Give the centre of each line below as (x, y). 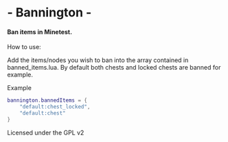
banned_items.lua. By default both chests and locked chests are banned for (114, 68)
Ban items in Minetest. (40, 31)
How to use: (24, 47)
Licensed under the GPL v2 (46, 132)
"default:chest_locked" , (55, 107)
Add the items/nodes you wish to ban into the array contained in (98, 60)
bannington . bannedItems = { (47, 100)
